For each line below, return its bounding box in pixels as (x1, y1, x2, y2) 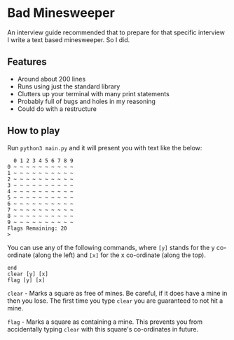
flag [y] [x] (7, 276, 46, 284)
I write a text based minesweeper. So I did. (7, 35, 130, 44)
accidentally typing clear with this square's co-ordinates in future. (7, 325, 198, 333)
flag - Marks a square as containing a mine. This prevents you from (7, 318, 203, 326)
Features (7, 56, 47, 68)
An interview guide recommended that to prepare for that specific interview (7, 28, 226, 37)
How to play (7, 125, 60, 137)
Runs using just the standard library (17, 82, 121, 91)
